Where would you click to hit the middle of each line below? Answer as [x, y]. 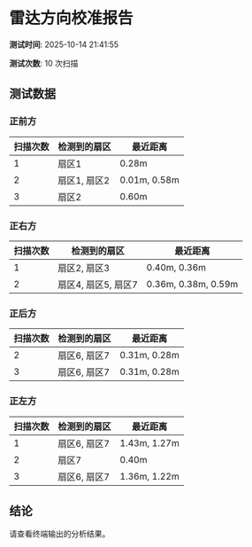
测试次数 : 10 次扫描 [44, 63]
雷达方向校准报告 [72, 18]
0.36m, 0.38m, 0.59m [192, 284]
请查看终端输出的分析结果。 [60, 534]
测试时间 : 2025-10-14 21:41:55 [64, 44]
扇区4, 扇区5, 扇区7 [98, 285]
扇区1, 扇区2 [84, 180]
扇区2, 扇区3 [84, 268]
